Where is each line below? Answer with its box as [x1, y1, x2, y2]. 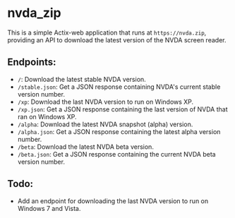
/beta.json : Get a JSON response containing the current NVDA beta [17, 150, 217, 158]
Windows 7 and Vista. [17, 204, 81, 212]
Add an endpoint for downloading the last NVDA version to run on [17, 196, 209, 205]
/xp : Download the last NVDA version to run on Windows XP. [17, 97, 194, 106]
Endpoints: [7, 56, 56, 68]
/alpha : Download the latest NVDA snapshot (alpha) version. [17, 120, 193, 128]
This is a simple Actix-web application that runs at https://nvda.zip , [7, 28, 207, 37]
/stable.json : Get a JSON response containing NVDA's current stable [17, 83, 221, 91]
